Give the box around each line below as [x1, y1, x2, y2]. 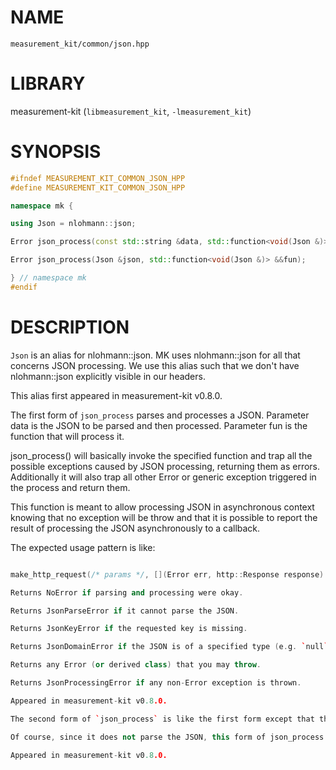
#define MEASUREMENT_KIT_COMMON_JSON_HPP [10, 182, 186, 193]
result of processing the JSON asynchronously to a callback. [10, 522, 261, 534]
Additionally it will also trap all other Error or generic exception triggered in [10, 471, 317, 483]
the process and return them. [10, 481, 131, 493]
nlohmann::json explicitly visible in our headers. [10, 370, 206, 382]
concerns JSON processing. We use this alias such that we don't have [10, 359, 300, 371]
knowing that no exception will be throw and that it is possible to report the [10, 511, 318, 523]
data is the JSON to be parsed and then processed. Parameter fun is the [10, 419, 308, 431]
